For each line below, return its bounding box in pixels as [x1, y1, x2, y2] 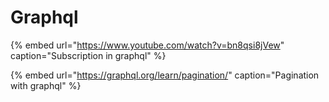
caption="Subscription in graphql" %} [10, 49, 167, 61]
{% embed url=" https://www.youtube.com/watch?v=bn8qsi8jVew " [10, 39, 285, 51]
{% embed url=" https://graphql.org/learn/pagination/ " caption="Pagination [10, 69, 320, 81]
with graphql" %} [10, 79, 82, 91]
